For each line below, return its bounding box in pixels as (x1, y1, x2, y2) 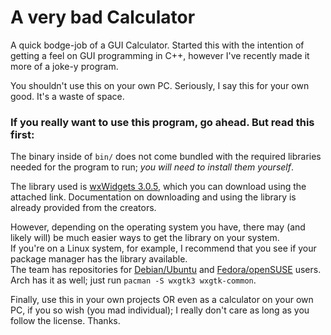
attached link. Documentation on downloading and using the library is (10, 191, 297, 203)
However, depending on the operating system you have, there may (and (10, 221, 306, 233)
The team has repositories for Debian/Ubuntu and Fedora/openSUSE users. (10, 264, 322, 276)
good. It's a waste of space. (10, 90, 125, 102)
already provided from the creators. (10, 202, 157, 214)
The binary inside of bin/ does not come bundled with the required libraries (10, 151, 322, 163)
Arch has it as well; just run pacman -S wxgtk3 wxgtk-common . (10, 274, 257, 286)
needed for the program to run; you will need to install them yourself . (10, 161, 294, 173)
